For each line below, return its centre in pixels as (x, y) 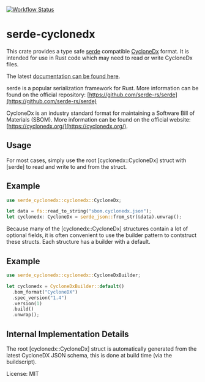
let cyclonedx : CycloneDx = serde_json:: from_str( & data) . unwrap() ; (94, 217)
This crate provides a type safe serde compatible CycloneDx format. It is (98, 51)
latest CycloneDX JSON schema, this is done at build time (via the (89, 355)
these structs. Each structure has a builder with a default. (79, 242)
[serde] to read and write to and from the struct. (67, 166)
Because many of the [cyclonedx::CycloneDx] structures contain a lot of (97, 229)
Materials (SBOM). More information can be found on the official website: (99, 119)
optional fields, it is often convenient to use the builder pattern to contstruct (102, 235)
